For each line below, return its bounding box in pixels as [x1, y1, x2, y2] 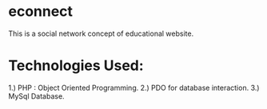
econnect [8, 2, 74, 21]
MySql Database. [8, 91, 66, 101]
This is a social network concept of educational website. [8, 29, 194, 38]
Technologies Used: [8, 56, 144, 75]
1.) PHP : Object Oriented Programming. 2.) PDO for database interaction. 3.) [8, 83, 260, 92]
